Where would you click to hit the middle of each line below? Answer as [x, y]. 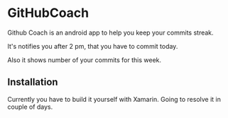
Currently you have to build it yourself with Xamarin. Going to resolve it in [114, 99]
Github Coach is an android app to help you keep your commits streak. [111, 33]
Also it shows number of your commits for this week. [85, 60]
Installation [33, 82]
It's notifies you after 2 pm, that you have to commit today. [93, 46]
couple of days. [30, 107]
